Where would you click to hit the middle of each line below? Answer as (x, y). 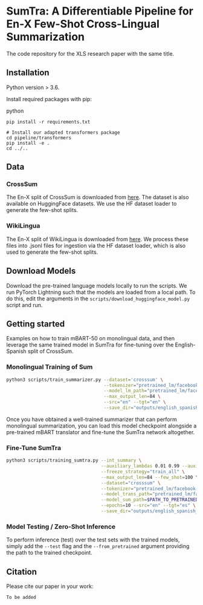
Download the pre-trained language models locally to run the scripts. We (97, 285)
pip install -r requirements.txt (48, 122)
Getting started (36, 324)
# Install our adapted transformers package (63, 132)
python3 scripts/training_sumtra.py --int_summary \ (74, 461)
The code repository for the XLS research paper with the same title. (90, 53)
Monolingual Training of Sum (50, 367)
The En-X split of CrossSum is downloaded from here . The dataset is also (98, 197)
